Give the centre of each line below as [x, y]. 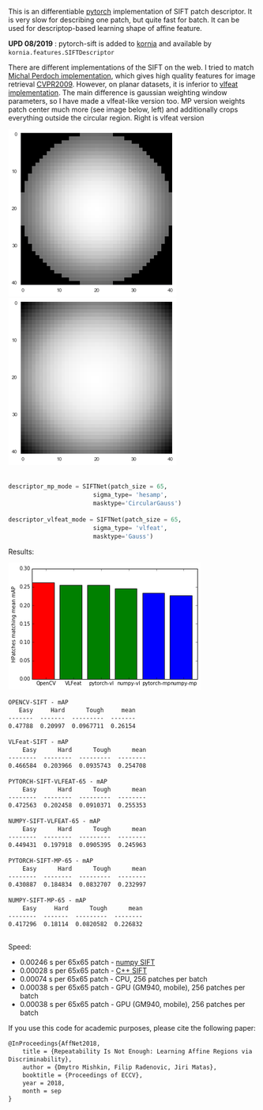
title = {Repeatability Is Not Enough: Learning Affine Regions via [137, 1051]
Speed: [20, 947]
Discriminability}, [40, 1059]
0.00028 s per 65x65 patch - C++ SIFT [83, 971]
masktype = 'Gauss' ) [123, 537]
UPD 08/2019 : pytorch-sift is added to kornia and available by [110, 44]
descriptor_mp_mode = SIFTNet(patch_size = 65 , [88, 486]
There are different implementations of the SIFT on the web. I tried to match [131, 67]
